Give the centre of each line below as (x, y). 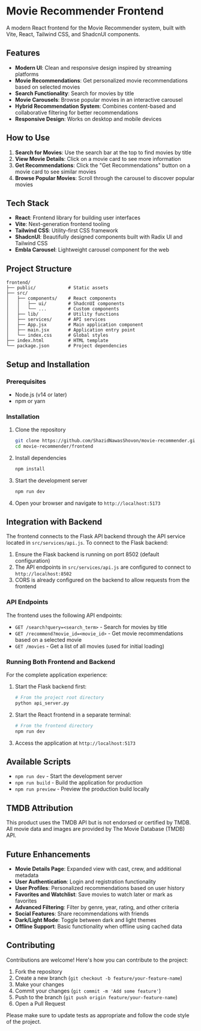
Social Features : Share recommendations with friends (82, 913)
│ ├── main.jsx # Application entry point (71, 330)
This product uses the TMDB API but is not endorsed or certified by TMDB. (99, 823)
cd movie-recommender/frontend (54, 447)
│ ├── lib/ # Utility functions (63, 315)
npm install (30, 469)
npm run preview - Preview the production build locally (82, 789)
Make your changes (39, 984)
